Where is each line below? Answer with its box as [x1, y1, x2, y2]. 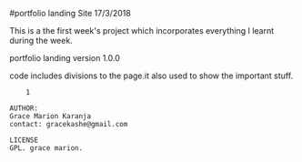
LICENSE [9, 136, 39, 145]
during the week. [9, 35, 73, 46]
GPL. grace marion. [9, 144, 84, 153]
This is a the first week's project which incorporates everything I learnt [9, 25, 275, 35]
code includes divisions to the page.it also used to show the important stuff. [9, 70, 294, 81]
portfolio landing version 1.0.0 [9, 53, 121, 63]
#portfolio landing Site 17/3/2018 [9, 8, 132, 18]
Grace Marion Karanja [9, 112, 92, 121]
